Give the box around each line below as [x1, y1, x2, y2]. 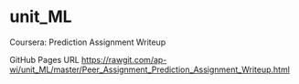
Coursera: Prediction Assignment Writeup [9, 37, 166, 47]
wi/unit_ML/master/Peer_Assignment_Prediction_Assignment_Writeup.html [9, 64, 291, 75]
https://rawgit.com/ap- [80, 54, 167, 65]
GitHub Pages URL [9, 54, 80, 65]
